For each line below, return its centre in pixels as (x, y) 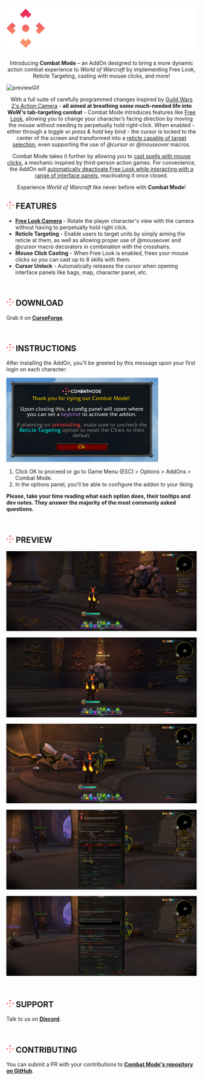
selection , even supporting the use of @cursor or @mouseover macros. (101, 144)
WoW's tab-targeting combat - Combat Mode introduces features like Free (101, 112)
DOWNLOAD (40, 303)
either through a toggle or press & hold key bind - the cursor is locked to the (101, 131)
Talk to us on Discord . (34, 1019)
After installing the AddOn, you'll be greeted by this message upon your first (101, 363)
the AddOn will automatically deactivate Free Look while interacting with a (101, 169)
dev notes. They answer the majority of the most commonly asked (91, 503)
